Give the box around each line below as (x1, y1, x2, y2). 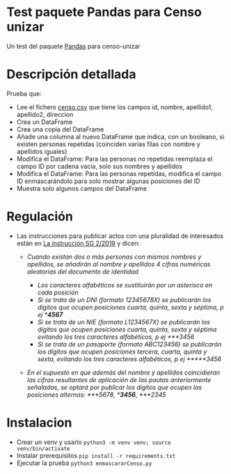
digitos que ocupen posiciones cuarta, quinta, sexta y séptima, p (37, 303, 224, 311)
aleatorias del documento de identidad (26, 267, 139, 276)
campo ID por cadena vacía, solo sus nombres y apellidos (16, 161, 183, 171)
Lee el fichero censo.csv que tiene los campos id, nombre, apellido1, (16, 102, 214, 111)
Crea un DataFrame (16, 118, 73, 126)
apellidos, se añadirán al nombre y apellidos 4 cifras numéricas (26, 260, 211, 268)
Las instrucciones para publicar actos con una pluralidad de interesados (16, 231, 224, 240)
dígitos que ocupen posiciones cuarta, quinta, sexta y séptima (37, 325, 217, 333)
